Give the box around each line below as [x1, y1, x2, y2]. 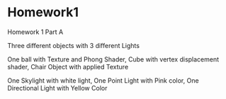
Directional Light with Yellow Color [7, 83, 108, 92]
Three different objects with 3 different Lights [7, 41, 140, 49]
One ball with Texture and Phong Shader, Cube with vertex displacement [7, 54, 220, 64]
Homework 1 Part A [7, 28, 64, 36]
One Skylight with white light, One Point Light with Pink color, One [7, 76, 200, 85]
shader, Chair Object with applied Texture [7, 62, 129, 71]
